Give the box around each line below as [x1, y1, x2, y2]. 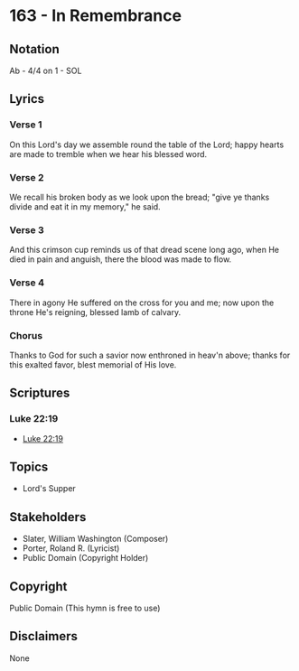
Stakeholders [9, 509, 87, 525]
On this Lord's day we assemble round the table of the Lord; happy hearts [9, 139, 285, 150]
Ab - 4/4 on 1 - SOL [9, 65, 82, 76]
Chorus [9, 329, 43, 341]
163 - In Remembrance [9, 5, 182, 26]
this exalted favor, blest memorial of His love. [9, 359, 177, 370]
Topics [9, 459, 49, 474]
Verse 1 [9, 118, 42, 131]
